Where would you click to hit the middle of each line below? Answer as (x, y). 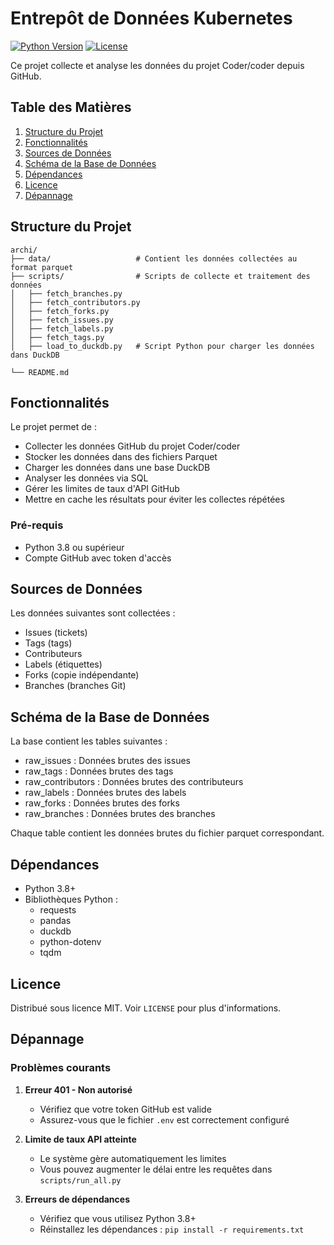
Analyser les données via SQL (86, 478)
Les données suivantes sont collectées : (93, 613)
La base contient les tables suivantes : (89, 741)
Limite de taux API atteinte (80, 1139)
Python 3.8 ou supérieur (74, 547)
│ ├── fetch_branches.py (66, 293)
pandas (55, 921)
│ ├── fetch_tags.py (57, 337)
